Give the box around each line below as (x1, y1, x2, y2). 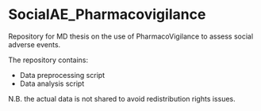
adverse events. (8, 39, 61, 49)
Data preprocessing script (19, 70, 106, 80)
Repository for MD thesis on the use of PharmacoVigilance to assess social (8, 31, 254, 41)
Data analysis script (19, 79, 85, 88)
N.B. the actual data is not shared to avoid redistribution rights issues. (8, 94, 236, 103)
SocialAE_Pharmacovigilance (8, 6, 206, 24)
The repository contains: (8, 55, 89, 65)
